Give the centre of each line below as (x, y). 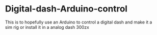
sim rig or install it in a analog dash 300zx (47, 27)
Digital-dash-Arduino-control (66, 9)
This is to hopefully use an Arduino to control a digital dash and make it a (78, 22)
